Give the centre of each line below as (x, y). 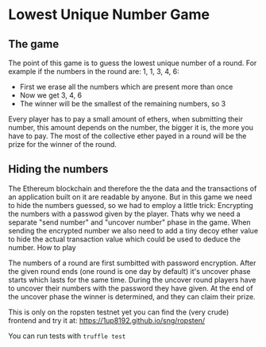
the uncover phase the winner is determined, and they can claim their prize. (132, 296)
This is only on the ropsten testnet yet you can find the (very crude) (119, 312)
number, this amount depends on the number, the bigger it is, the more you (131, 127)
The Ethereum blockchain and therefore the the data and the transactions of (133, 188)
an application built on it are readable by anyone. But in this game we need (130, 197)
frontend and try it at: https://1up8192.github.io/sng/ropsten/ (106, 320)
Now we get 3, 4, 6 (50, 95)
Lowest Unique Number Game (109, 15)
